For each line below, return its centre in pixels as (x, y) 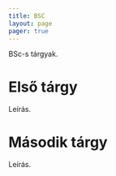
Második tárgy (58, 142)
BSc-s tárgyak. (33, 54)
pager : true (28, 31)
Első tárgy (43, 87)
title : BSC (27, 16)
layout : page (30, 24)
